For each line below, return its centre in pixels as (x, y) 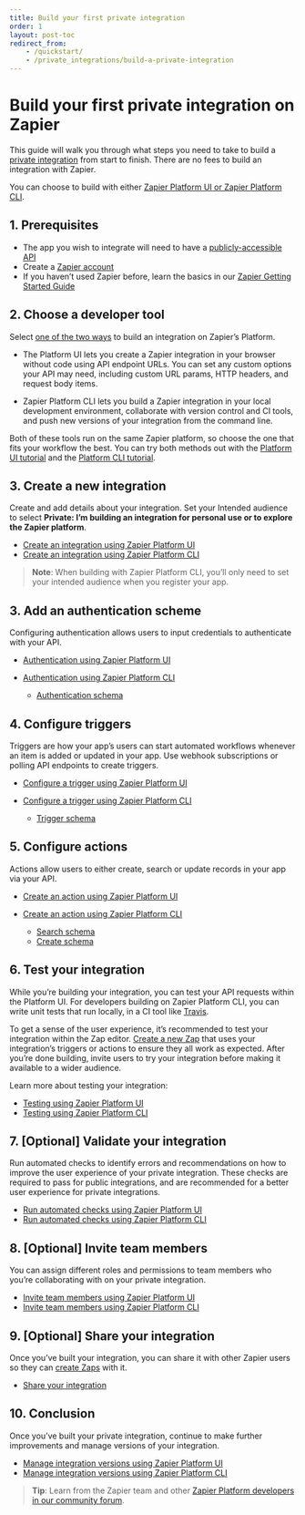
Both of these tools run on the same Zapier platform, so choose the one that (152, 438)
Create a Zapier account (68, 266)
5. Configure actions (69, 847)
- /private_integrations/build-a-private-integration (130, 60)
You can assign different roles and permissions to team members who (141, 1270)
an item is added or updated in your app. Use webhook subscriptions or (144, 756)
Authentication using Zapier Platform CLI (99, 678)
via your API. (33, 878)
